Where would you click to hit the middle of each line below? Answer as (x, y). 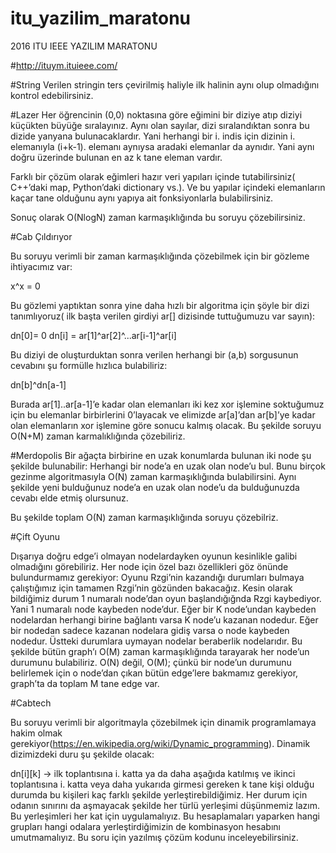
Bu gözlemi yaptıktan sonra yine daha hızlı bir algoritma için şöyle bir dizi (160, 305)
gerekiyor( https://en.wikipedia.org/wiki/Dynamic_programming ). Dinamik (160, 743)
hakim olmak (36, 733)
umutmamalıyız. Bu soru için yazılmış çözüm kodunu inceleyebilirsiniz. (154, 837)
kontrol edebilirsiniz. (52, 95)
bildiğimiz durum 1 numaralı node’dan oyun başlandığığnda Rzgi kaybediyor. (166, 598)
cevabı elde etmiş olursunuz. (69, 498)
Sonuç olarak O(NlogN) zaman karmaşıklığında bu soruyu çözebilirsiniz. (158, 217)
